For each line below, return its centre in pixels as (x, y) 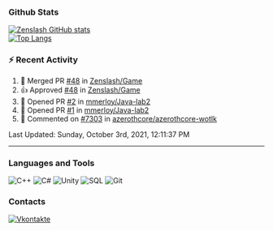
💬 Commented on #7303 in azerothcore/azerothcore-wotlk (119, 118)
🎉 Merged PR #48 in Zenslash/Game (81, 80)
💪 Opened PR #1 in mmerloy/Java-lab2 (84, 110)
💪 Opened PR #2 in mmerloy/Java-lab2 (85, 101)
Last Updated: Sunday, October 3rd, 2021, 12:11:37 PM (99, 134)
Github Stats (34, 12)
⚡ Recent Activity (43, 60)
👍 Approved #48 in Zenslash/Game (80, 90)
